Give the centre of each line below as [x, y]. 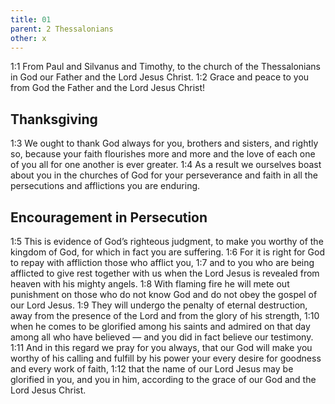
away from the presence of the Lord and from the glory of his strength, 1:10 [165, 315]
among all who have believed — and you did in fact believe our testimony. [162, 337]
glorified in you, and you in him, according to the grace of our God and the [163, 379]
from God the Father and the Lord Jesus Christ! [108, 88]
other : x [28, 38]
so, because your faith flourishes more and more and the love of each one [163, 154]
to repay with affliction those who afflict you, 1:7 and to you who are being [162, 262]
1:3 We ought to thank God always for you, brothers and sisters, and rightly [164, 143]
